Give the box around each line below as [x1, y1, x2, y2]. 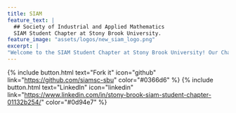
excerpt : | [7, 43, 39, 50]
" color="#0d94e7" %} [41, 98, 107, 106]
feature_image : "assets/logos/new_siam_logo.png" [7, 36, 156, 43]
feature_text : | [7, 17, 55, 24]
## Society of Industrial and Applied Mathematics [13, 23, 165, 30]
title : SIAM [7, 10, 42, 17]
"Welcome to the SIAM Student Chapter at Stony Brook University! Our [7, 50, 218, 56]
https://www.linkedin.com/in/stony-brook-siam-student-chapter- [24, 90, 212, 98]
